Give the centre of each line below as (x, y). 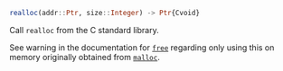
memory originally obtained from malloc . (85, 57)
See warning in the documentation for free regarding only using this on (142, 47)
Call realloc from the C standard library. (85, 30)
